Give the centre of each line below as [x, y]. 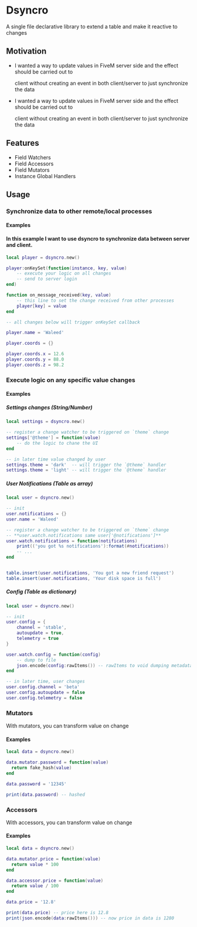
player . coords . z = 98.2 [35, 365]
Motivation [26, 51]
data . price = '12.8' [31, 902]
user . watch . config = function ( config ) [53, 654]
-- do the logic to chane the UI [57, 443]
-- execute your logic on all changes [64, 274]
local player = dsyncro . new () [43, 257]
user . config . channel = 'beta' [43, 687]
